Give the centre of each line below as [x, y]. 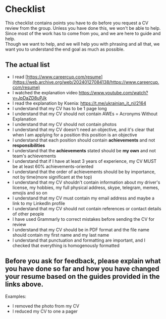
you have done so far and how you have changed [82, 269]
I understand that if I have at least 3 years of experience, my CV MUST [84, 161]
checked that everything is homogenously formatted [66, 245]
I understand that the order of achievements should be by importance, [84, 172]
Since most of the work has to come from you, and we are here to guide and [83, 33]
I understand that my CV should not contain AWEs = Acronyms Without [85, 114]
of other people [28, 214]
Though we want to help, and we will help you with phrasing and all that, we [83, 44]
